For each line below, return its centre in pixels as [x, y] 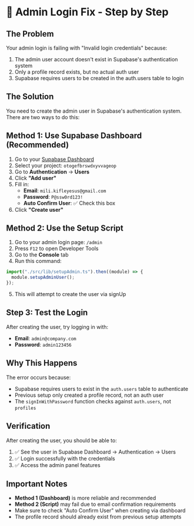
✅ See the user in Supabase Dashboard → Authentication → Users [95, 452]
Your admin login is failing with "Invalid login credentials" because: [87, 48]
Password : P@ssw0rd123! [53, 196]
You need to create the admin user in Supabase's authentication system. [94, 111]
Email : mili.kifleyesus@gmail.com [65, 190]
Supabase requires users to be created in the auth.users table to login [99, 78]
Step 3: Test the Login [47, 313]
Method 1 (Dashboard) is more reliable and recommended [85, 498]
